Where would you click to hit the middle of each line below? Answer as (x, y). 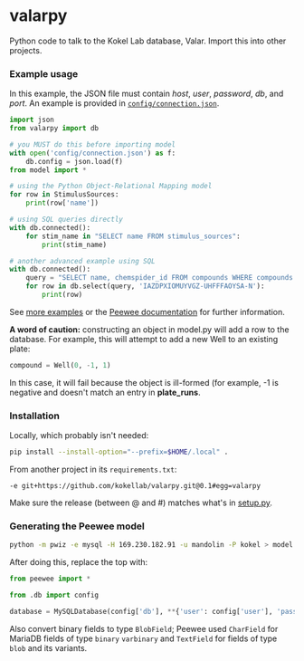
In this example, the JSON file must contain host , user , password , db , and (147, 94)
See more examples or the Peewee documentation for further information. (147, 311)
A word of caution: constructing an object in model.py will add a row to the (149, 329)
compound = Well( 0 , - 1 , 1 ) (60, 365)
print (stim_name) (74, 244)
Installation (35, 416)
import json (32, 120)
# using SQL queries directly (66, 220)
